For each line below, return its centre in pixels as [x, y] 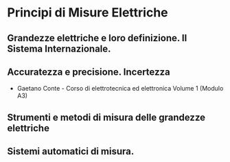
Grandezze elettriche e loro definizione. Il [97, 38]
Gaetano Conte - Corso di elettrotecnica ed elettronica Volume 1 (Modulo [120, 89]
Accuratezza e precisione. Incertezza [89, 72]
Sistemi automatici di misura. [71, 151]
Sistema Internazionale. [59, 48]
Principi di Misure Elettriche [88, 13]
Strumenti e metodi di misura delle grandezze [106, 117]
